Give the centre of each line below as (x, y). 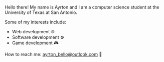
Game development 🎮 (35, 43)
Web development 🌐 (33, 31)
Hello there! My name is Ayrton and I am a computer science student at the (82, 7)
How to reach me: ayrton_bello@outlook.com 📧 (53, 54)
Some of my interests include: (35, 22)
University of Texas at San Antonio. (41, 12)
